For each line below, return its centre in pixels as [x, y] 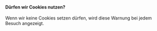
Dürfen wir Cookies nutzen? [35, 7]
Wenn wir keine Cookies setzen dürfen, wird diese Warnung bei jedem [78, 18]
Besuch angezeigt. [25, 23]
